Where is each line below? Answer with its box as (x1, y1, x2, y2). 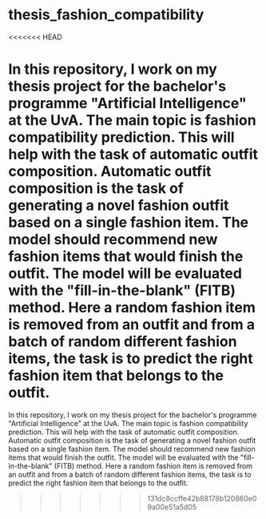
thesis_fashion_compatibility (8, 6, 204, 24)
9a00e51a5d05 (147, 502, 197, 512)
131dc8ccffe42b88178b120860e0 (147, 493, 257, 503)
